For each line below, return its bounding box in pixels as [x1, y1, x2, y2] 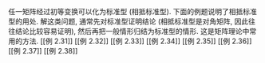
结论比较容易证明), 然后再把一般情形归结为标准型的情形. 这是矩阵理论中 [14, 27, 250, 35]
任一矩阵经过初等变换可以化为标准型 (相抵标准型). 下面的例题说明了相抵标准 [8, 7, 258, 16]
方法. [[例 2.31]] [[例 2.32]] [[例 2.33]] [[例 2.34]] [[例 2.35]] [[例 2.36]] [22, 36, 252, 46]
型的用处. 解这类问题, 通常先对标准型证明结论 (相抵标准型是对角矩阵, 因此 [8, 17, 249, 26]
